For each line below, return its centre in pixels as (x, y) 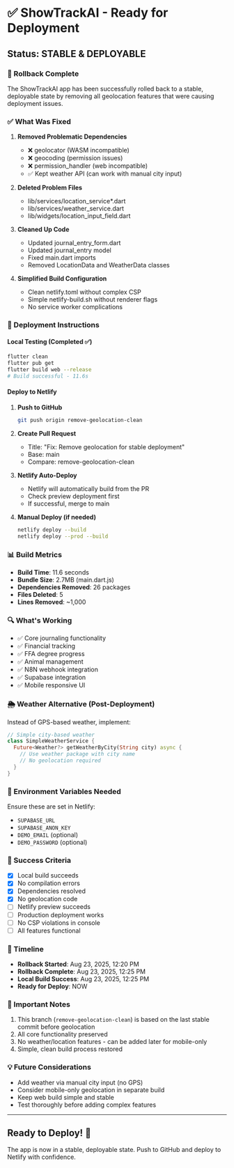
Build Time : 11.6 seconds (53, 572)
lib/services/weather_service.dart (76, 209)
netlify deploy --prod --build (63, 536)
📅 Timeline (25, 949)
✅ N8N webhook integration (58, 669)
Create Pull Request (47, 433)
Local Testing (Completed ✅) (50, 341)
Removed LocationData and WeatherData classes (99, 265)
